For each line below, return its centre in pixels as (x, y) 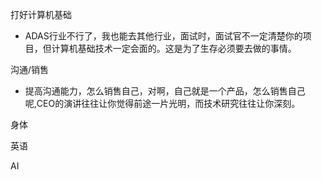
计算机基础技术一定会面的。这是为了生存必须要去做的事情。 (174, 48)
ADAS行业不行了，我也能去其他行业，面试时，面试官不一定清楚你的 (163, 36)
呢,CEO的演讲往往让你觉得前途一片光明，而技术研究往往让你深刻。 (162, 103)
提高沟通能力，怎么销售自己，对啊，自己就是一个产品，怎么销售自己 (165, 91)
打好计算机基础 (41, 14)
